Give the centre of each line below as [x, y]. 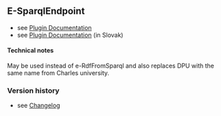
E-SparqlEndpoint [46, 11]
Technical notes [31, 50]
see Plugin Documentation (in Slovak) [70, 35]
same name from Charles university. [58, 73]
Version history [33, 90]
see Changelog [38, 106]
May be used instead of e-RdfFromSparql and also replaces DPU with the [111, 66]
